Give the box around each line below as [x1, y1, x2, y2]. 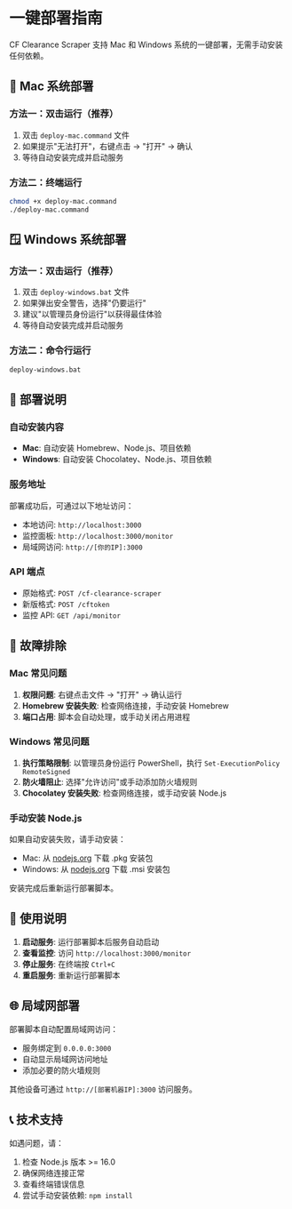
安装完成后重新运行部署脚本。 [9, 883, 118, 893]
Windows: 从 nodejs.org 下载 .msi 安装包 [21, 864, 170, 875]
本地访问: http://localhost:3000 [21, 519, 142, 530]
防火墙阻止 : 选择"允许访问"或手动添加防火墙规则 [21, 776, 198, 787]
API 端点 [9, 565, 45, 578]
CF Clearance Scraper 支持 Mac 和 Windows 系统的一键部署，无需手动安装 [9, 39, 284, 50]
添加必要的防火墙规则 [21, 1064, 100, 1076]
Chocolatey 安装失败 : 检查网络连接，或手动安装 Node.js [21, 788, 227, 798]
